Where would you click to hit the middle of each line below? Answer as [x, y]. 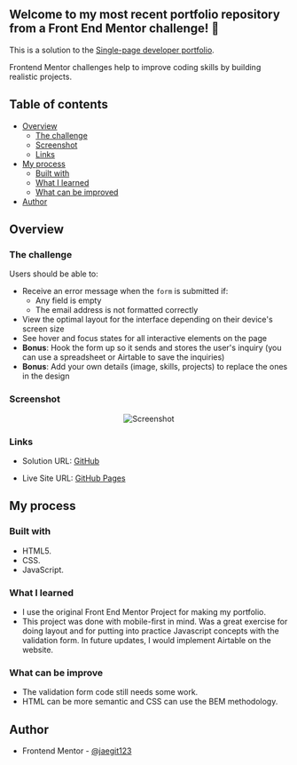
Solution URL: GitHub [61, 460]
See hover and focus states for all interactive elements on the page [145, 339]
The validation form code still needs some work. [110, 692]
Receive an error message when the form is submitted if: [125, 291]
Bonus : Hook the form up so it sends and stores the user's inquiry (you [152, 348]
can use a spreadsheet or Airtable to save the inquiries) [123, 357]
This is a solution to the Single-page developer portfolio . [112, 50]
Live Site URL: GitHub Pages [74, 478]
